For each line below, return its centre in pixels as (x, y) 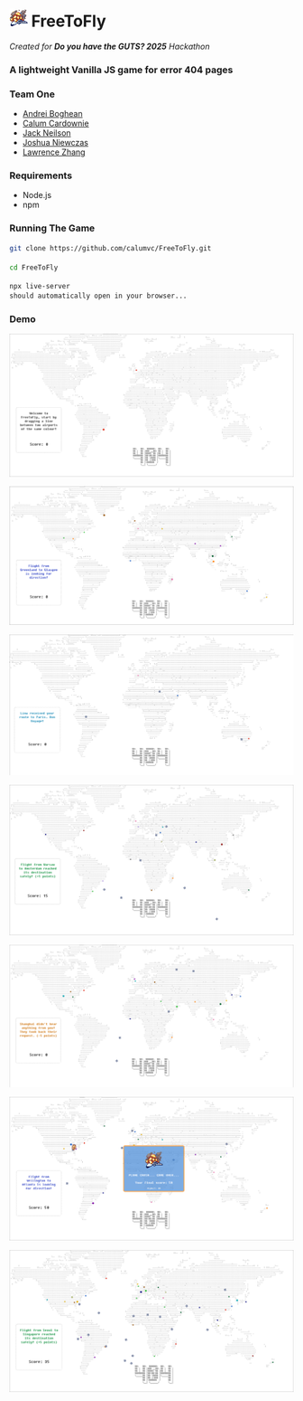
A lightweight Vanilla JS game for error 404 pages (121, 70)
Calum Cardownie (55, 123)
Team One (32, 94)
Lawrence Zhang (54, 152)
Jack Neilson (46, 133)
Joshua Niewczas (55, 143)
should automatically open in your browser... (98, 296)
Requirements (41, 175)
